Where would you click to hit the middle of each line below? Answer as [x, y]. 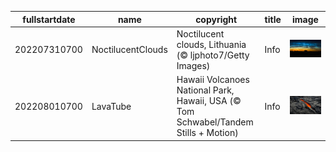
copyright [216, 19]
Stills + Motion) [207, 132]
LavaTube [111, 106]
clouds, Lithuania [211, 44]
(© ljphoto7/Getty [213, 55]
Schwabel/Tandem [215, 122]
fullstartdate [49, 19]
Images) [193, 65]
